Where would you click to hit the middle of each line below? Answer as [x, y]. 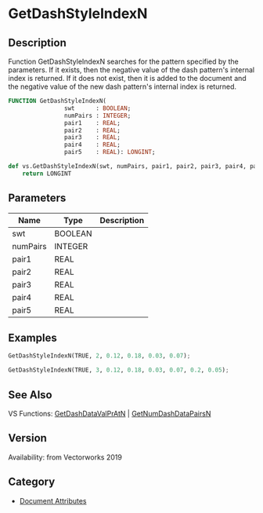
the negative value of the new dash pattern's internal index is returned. [122, 86]
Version [27, 438]
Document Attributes [53, 500]
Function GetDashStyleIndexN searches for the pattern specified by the [123, 61]
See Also [30, 395]
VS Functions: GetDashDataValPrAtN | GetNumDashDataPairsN [110, 413]
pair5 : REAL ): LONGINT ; [110, 152]
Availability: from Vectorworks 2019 [65, 457]
